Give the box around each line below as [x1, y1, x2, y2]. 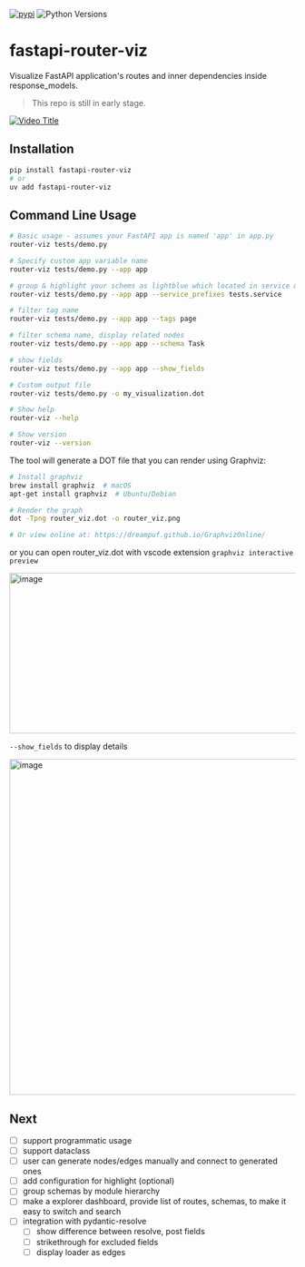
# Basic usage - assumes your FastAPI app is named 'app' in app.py [9, 231, 274, 241]
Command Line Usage [9, 207, 137, 222]
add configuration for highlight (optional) [22, 1175, 175, 1186]
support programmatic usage [22, 1135, 133, 1145]
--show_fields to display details [9, 741, 128, 752]
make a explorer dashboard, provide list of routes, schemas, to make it [22, 1196, 287, 1207]
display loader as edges [35, 1246, 126, 1257]
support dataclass [22, 1145, 91, 1156]
